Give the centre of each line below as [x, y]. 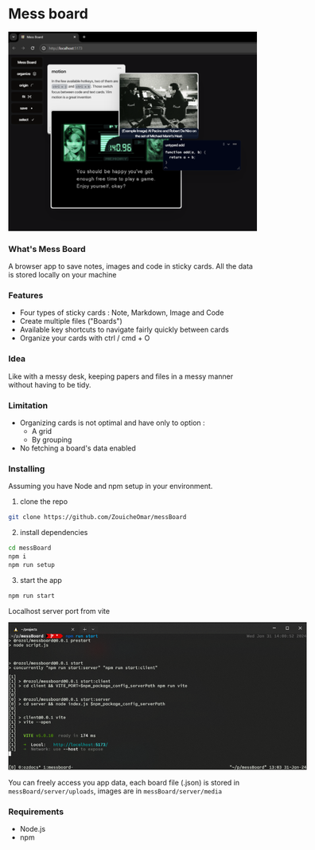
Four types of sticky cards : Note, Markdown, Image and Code [122, 313]
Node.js [33, 828]
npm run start [32, 596]
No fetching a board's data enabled [78, 448]
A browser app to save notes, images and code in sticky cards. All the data [130, 266]
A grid [42, 431]
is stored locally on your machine [62, 275]
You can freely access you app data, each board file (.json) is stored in [124, 782]
